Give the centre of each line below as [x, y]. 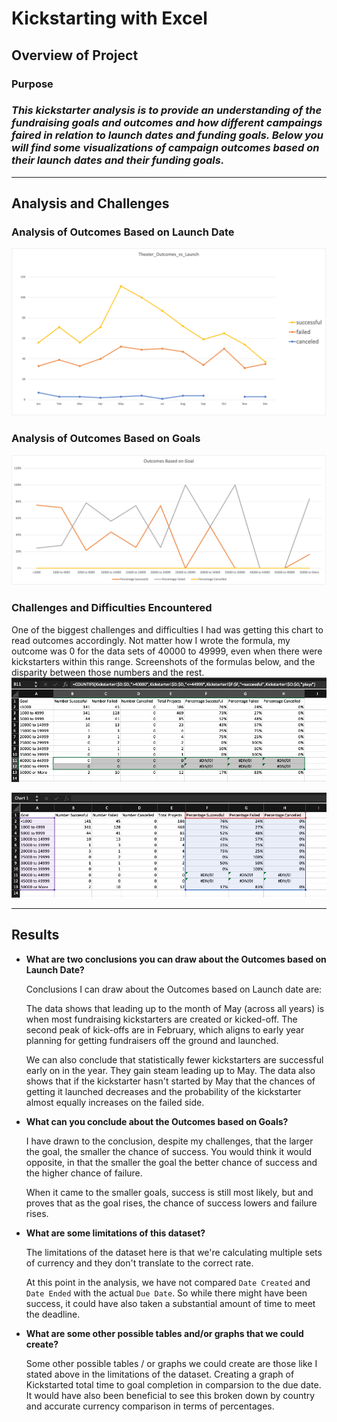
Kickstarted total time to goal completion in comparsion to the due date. [173, 1384]
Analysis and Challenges [90, 203]
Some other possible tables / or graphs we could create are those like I [171, 1363]
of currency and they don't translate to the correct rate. [139, 1263]
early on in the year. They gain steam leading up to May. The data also [170, 1070]
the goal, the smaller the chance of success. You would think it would [168, 1151]
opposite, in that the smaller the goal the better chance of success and [171, 1162]
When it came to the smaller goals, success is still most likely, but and [169, 1192]
